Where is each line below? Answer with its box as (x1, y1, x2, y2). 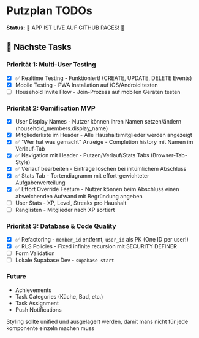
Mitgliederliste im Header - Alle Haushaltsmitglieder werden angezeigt (15, 132, 193, 139)
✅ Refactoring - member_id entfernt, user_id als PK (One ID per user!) (15, 235, 189, 243)
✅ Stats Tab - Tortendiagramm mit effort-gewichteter (15, 172, 149, 179)
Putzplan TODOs (6, 4, 93, 18)
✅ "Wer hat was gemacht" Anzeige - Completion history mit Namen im (15, 138, 193, 146)
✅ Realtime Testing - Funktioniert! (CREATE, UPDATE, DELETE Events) (15, 74, 192, 82)
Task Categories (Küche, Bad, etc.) (15, 293, 103, 300)
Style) (15, 159, 31, 166)
